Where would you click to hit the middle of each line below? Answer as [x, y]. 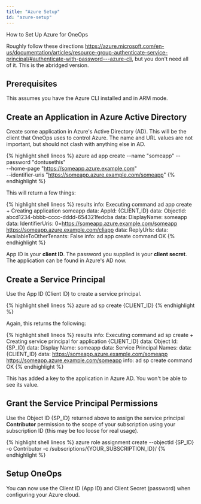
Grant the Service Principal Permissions [82, 404]
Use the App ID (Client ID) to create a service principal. [74, 293]
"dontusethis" [49, 162]
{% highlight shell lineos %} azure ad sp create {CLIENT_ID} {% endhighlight [100, 305]
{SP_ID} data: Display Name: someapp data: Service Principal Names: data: [99, 347]
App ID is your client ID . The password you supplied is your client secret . [97, 254]
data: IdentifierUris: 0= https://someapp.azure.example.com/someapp [92, 224]
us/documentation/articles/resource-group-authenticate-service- [87, 52]
